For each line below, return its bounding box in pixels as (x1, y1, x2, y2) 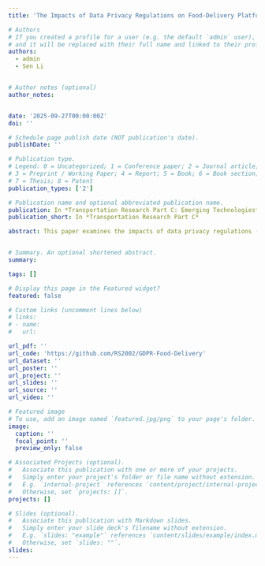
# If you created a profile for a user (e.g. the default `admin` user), (8, 33, 256, 41)
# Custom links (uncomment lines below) (8, 306, 144, 314)
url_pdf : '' (8, 342, 47, 350)
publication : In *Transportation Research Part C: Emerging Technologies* (8, 206, 259, 214)
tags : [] (8, 270, 37, 278)
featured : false (8, 292, 62, 300)
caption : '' (15, 430, 55, 438)
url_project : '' (8, 371, 62, 379)
